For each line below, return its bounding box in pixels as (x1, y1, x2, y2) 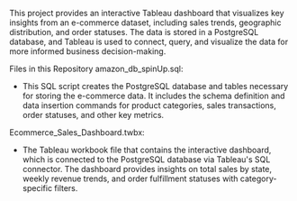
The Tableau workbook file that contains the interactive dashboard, (22, 144, 272, 155)
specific (22, 183, 52, 193)
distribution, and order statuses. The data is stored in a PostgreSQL (9, 27, 259, 37)
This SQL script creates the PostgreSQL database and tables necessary (22, 81, 289, 91)
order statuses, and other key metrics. (22, 110, 165, 120)
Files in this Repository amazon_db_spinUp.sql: (9, 63, 184, 74)
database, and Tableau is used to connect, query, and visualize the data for (9, 36, 289, 47)
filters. (53, 183, 78, 193)
